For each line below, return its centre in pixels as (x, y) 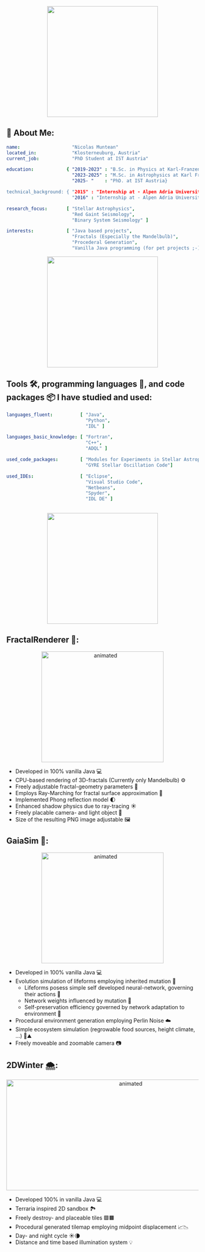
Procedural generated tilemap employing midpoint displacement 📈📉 (102, 1227)
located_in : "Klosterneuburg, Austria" (73, 153)
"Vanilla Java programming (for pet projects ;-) (136, 248)
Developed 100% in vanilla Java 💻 (59, 1199)
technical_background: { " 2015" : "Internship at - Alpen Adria (90, 192)
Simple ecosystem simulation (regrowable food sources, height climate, (105, 1029)
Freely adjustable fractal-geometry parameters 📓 (77, 787)
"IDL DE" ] (99, 499)
